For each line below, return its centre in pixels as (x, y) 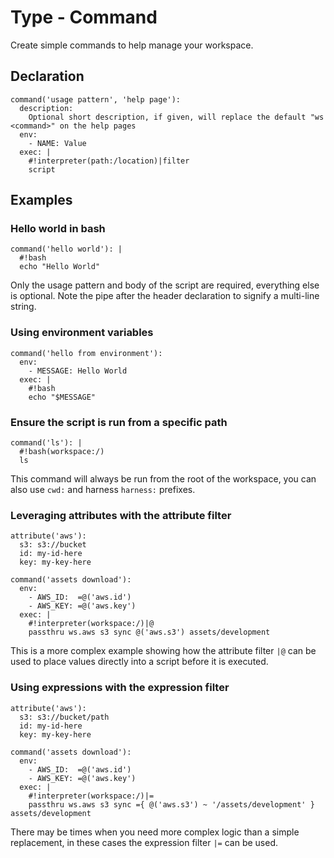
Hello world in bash (58, 229)
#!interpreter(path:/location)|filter (109, 161)
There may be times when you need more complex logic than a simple (155, 832)
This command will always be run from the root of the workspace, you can (163, 479)
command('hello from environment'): (86, 353)
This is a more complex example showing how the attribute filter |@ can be (163, 651)
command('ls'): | (46, 443)
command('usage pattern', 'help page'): (96, 99)
